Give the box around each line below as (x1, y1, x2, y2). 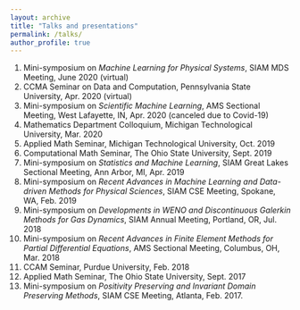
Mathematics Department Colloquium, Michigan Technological (22, 120, 253, 130)
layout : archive (10, 13, 71, 22)
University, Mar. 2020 (22, 129, 104, 139)
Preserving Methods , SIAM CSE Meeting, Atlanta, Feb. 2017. (22, 290, 244, 301)
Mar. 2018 (22, 252, 61, 264)
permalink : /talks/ (10, 29, 83, 38)
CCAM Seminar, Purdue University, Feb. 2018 (22, 262, 190, 272)
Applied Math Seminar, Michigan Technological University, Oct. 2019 (22, 138, 276, 149)
